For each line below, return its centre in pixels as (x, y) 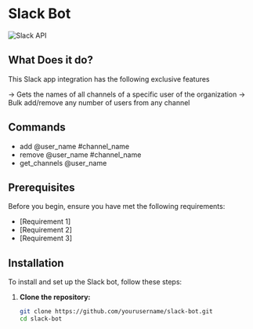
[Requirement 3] (46, 238)
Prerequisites (42, 187)
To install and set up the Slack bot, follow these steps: (95, 282)
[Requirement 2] (46, 230)
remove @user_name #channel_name (80, 155)
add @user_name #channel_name (74, 146)
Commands (37, 128)
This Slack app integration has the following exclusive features (109, 79)
